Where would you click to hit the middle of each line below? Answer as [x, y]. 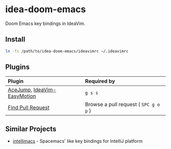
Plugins [18, 67]
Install [15, 39]
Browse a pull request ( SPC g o [122, 104]
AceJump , [20, 90]
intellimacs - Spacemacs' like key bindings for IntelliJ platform [78, 141]
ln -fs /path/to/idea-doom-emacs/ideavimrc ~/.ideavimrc [67, 51]
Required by [100, 81]
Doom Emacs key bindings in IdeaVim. [45, 23]
